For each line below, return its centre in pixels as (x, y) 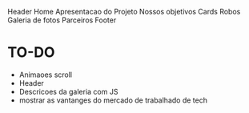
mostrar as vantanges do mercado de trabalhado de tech (113, 100)
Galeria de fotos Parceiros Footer (62, 20)
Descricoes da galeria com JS (68, 91)
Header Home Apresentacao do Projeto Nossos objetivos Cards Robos (124, 12)
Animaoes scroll (46, 75)
